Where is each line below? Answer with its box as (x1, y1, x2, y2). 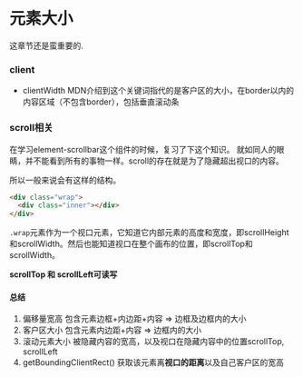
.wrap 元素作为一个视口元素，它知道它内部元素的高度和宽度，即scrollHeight (9, 227, 289, 238)
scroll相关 (9, 122, 54, 134)
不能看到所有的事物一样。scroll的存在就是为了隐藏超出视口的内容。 (33, 155, 284, 166)
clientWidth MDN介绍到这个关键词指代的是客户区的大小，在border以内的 (22, 85, 295, 96)
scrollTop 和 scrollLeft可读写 (9, 269, 118, 280)
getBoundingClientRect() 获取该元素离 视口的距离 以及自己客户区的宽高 (22, 357, 284, 368)
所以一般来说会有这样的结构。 (9, 174, 121, 185)
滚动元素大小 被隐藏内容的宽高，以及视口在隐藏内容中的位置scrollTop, (22, 336, 285, 347)
